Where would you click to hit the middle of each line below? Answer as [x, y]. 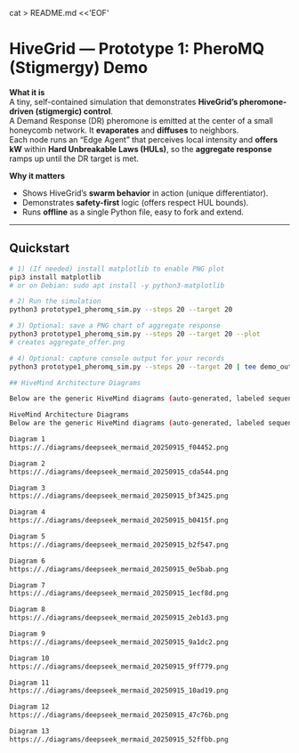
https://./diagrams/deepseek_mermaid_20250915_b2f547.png [119, 545]
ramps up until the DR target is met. [74, 158]
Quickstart [40, 248]
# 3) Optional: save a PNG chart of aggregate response [115, 326]
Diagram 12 [29, 707]
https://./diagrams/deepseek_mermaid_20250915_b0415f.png [119, 521]
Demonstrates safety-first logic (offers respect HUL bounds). [135, 202]
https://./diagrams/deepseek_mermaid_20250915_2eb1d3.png [119, 618]
